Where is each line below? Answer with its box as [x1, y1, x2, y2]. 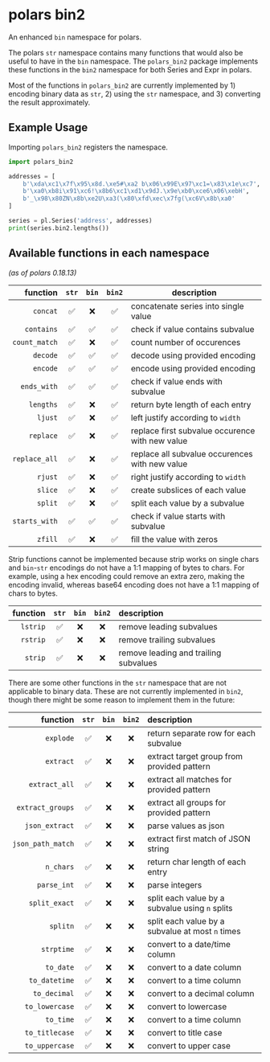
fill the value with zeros [130, 533, 219, 544]
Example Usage [8, 121, 88, 134]
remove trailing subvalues [118, 634, 216, 645]
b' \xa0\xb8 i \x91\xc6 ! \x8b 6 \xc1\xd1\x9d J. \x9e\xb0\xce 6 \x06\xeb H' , [22, 187, 250, 195]
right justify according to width [130, 471, 247, 482]
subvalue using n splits [147, 902, 233, 913]
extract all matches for [147, 773, 232, 785]
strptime [41, 945, 75, 953]
